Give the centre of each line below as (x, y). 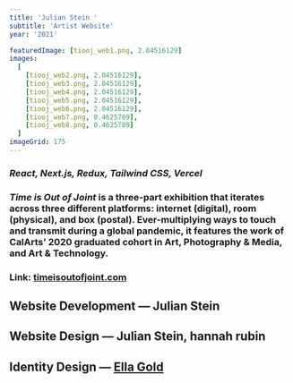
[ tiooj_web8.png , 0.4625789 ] (80, 125)
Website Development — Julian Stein (115, 306)
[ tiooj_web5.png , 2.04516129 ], (84, 100)
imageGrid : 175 (38, 142)
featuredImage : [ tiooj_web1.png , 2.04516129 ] (95, 50)
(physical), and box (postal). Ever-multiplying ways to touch (142, 219)
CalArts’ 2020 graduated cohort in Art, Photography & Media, (146, 242)
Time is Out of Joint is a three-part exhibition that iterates (137, 197)
